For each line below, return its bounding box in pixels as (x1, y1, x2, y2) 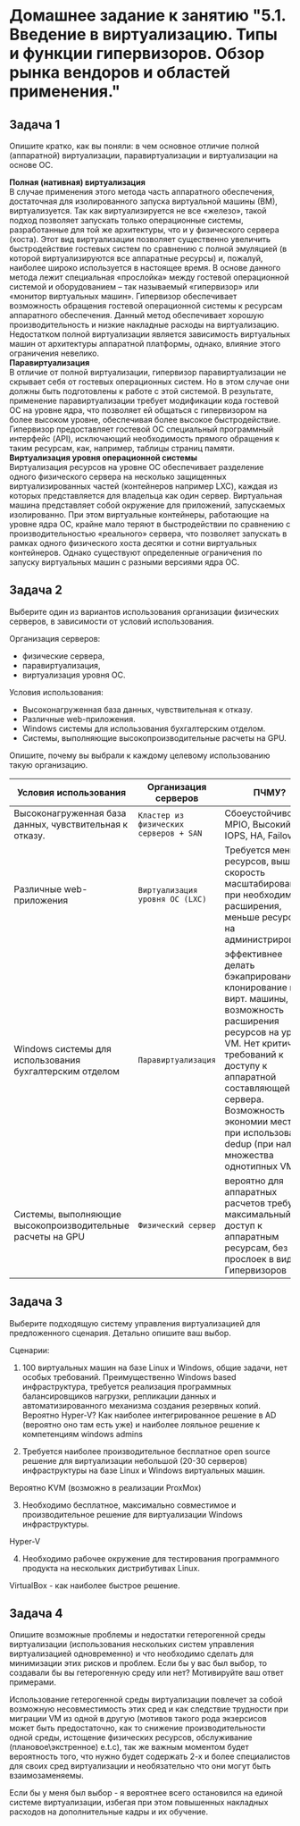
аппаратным (224, 1230, 279, 1242)
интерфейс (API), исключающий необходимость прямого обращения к (9, 433, 279, 443)
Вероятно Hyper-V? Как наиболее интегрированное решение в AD (21, 1409, 277, 1420)
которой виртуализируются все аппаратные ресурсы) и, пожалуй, (9, 253, 263, 264)
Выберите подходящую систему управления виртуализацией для (9, 1317, 261, 1328)
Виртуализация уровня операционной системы (9, 452, 198, 463)
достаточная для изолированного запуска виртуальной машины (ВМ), (9, 196, 279, 206)
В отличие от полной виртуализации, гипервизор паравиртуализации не (9, 367, 287, 377)
